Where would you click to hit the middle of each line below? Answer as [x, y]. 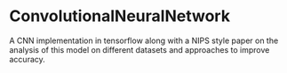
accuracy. [28, 59]
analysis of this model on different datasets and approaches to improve [140, 49]
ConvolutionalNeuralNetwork [120, 16]
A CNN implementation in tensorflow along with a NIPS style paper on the [144, 40]
